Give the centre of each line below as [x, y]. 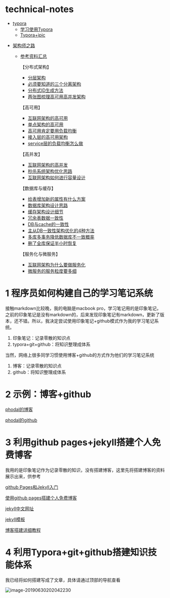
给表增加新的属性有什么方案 [57, 199]
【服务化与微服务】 [40, 254]
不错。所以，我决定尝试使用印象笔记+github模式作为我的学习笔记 [86, 321]
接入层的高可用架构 [48, 137]
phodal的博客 [19, 409]
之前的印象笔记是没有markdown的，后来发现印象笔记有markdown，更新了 [83, 314]
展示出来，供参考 [23, 476]
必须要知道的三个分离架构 [54, 84]
